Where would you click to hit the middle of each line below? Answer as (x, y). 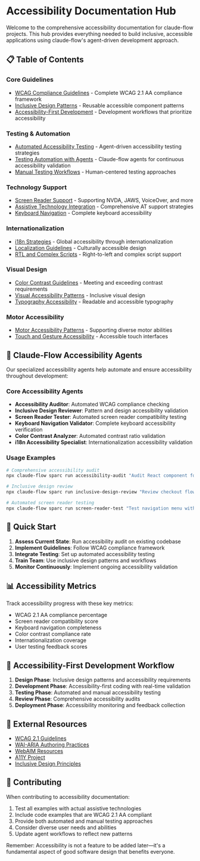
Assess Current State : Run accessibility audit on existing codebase (98, 541)
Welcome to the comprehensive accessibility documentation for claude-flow (100, 27)
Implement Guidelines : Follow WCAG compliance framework (90, 548)
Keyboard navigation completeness (58, 628)
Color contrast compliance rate (53, 634)
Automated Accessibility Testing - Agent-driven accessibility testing (98, 146)
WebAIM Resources (39, 751)
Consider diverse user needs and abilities (66, 827)
